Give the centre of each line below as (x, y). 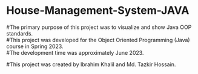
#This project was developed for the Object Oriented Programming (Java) (98, 40)
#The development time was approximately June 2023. (75, 52)
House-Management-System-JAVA (98, 11)
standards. (20, 33)
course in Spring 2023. (35, 46)
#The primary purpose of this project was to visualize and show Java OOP (99, 27)
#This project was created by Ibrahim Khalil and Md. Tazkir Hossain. (91, 64)
